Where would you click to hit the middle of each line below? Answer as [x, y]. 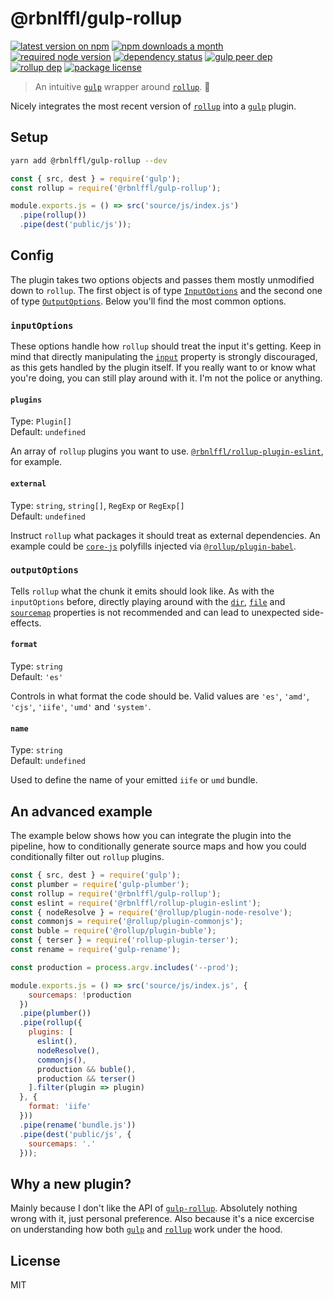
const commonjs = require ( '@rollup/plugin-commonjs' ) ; [127, 922]
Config [32, 255]
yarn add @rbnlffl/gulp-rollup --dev [89, 160]
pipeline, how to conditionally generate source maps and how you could [158, 846]
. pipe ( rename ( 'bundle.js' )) [78, 1125]
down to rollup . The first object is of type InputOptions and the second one [166, 290]
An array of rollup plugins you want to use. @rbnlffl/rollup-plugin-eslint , [167, 451]
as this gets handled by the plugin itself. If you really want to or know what [163, 368]
